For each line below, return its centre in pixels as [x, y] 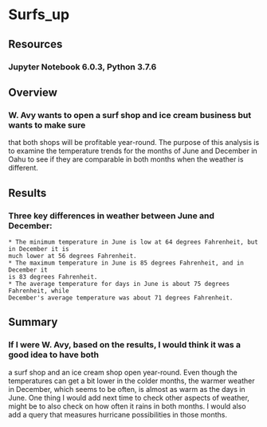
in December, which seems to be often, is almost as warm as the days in [127, 389]
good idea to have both [54, 355]
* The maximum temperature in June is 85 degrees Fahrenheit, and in [126, 263]
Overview [33, 92]
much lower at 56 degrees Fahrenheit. [73, 256]
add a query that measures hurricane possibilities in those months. [118, 414]
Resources [35, 44]
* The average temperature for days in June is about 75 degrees [119, 284]
